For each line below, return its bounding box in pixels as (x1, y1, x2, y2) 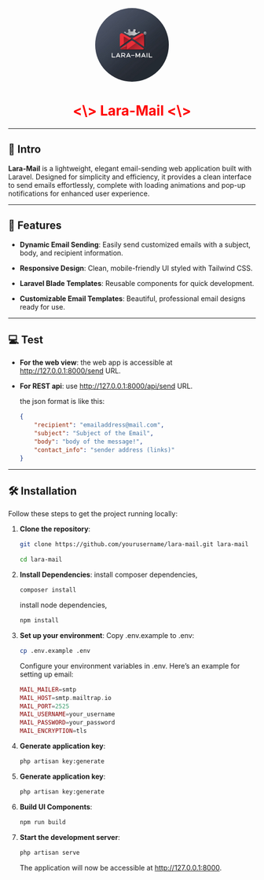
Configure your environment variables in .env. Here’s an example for (19, 661, 240, 670)
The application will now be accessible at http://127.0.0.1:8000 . (19, 863, 222, 872)
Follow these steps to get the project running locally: (8, 509, 178, 519)
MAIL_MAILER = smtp (19, 685, 77, 694)
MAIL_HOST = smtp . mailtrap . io (19, 694, 112, 702)
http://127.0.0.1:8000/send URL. (19, 366, 122, 376)
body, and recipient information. (19, 247, 123, 258)
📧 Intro (8, 143, 42, 156)
